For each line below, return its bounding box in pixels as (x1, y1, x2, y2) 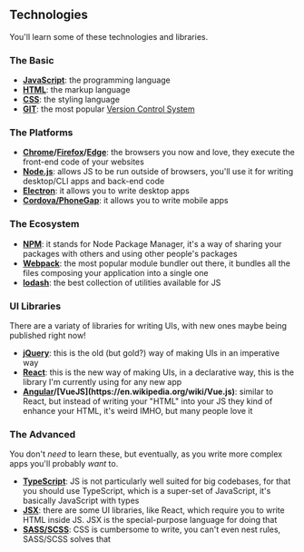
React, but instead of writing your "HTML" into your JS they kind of (22, 396, 273, 407)
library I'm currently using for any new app (22, 377, 182, 387)
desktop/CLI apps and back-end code (22, 176, 165, 187)
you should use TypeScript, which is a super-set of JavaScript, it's (22, 486, 271, 497)
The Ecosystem (9, 218, 80, 231)
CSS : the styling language (22, 94, 121, 105)
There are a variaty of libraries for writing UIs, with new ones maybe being (9, 320, 288, 330)
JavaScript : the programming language (22, 74, 171, 85)
